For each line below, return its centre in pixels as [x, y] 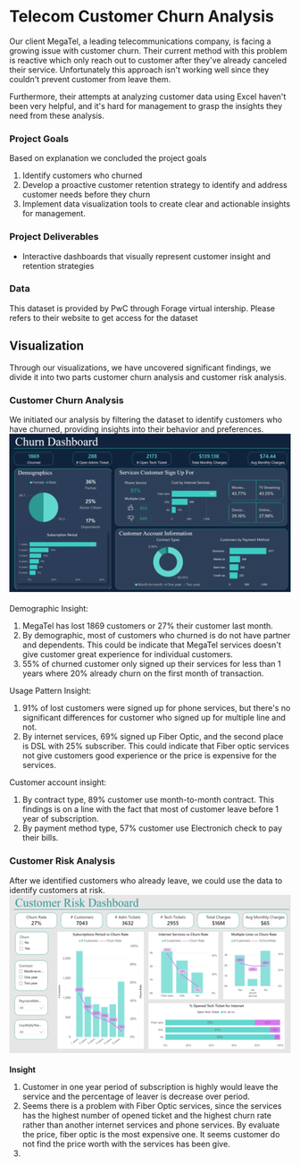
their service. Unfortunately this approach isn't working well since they [139, 70]
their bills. [40, 838]
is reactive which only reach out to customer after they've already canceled [148, 60]
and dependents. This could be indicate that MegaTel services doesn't [151, 645]
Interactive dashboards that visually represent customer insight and [146, 256]
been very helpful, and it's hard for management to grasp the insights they [146, 106]
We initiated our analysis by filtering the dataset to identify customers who [146, 419]
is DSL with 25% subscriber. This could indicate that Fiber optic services [156, 746]
